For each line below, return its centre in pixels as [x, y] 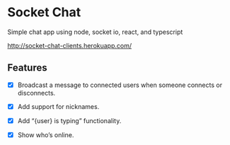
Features [27, 68]
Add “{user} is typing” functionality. [69, 120]
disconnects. [36, 93]
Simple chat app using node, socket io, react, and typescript [95, 32]
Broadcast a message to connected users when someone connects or [120, 85]
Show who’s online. [46, 134]
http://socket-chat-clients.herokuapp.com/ [70, 45]
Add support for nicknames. [58, 106]
